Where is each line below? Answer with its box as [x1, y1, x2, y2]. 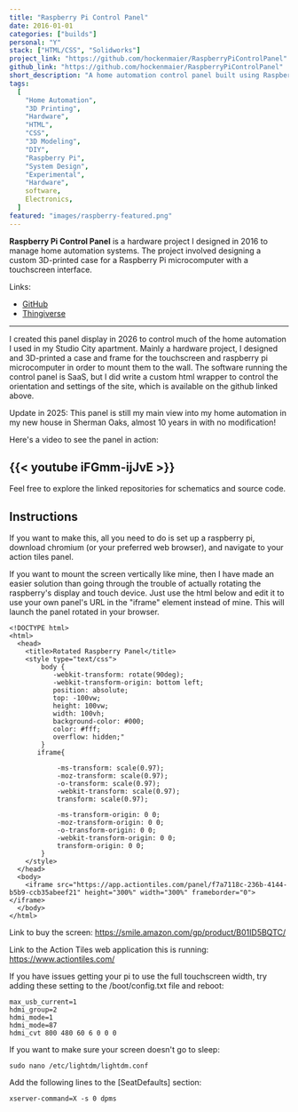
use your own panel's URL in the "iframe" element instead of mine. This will [9, 597, 286, 608]
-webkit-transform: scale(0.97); [56, 788, 180, 796]
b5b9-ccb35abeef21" [9, 888, 82, 898]
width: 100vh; [52, 709, 105, 718]
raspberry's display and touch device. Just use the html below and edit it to [9, 588, 285, 598]
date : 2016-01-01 [9, 21, 74, 30]
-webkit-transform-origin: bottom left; [52, 678, 204, 687]
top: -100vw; [52, 694, 101, 703]
